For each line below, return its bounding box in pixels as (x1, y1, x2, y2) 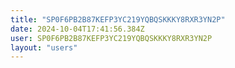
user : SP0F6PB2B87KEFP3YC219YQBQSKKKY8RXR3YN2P (10, 33, 213, 43)
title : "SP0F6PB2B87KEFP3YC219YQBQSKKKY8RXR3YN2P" (10, 14, 226, 25)
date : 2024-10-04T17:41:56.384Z (10, 24, 145, 34)
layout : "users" (10, 42, 78, 53)
